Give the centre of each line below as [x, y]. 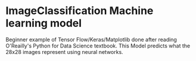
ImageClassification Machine [80, 11]
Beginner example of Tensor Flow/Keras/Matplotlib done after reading [91, 39]
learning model [43, 23]
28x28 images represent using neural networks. [64, 52]
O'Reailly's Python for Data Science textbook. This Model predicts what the [98, 46]
